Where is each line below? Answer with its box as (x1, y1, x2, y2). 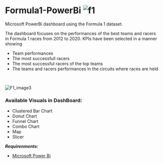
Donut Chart (12, 113, 37, 119)
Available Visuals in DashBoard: (5, 97, 82, 103)
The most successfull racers (12, 55, 70, 61)
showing (5, 41, 23, 46)
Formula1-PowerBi (5, 5, 82, 16)
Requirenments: (5, 143, 39, 149)
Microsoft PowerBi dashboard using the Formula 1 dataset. (5, 21, 123, 27)
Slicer (12, 134, 24, 140)
